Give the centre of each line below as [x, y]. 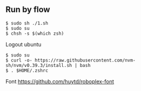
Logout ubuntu [24, 44]
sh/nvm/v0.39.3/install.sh [39, 65]
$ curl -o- [19, 60]
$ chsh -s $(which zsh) [35, 33]
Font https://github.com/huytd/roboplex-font [60, 81]
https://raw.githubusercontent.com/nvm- [85, 60]
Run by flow [28, 10]
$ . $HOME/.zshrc [27, 70]
